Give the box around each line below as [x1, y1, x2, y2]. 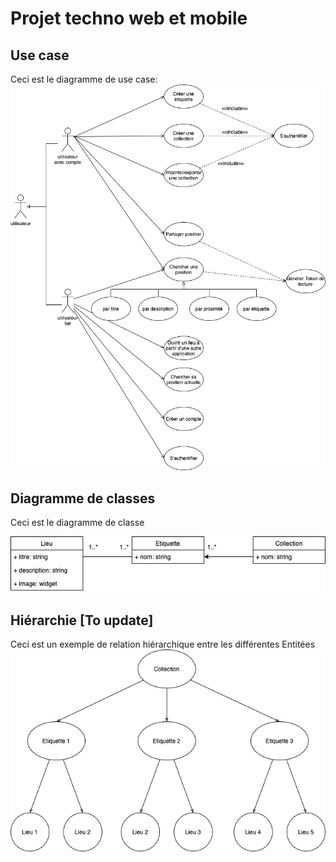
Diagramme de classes [10, 490, 156, 507]
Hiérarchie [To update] [10, 612, 154, 629]
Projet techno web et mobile [10, 7, 248, 30]
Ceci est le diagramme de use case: [10, 73, 158, 85]
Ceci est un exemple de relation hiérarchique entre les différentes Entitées [10, 638, 316, 650]
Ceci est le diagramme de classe [10, 517, 145, 529]
